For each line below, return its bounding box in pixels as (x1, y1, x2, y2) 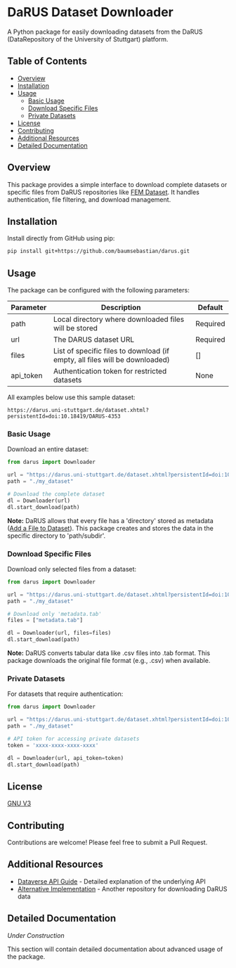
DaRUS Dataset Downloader (7, 4, 173, 20)
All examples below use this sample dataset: (7, 393, 136, 401)
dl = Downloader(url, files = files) (7, 630, 112, 637)
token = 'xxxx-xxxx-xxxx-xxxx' (7, 742, 99, 749)
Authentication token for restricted (53, 366, 167, 376)
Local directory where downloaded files (53, 314, 185, 324)
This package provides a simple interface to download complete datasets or (7, 180, 228, 188)
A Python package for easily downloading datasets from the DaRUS (7, 27, 203, 36)
